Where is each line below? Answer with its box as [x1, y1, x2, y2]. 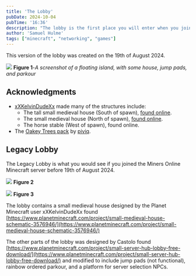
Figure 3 [13, 190, 34, 197]
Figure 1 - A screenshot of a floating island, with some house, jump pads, [13, 64, 187, 71]
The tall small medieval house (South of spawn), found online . [23, 109, 172, 116]
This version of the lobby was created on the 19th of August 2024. [6, 52, 165, 59]
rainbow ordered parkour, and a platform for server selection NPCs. [6, 263, 168, 270]
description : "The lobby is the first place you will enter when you [6, 25, 179, 31]
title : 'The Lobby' [6, 8, 54, 15]
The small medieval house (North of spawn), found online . [23, 115, 163, 122]
